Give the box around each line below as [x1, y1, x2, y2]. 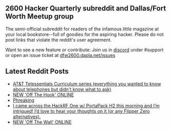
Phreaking [12, 97, 35, 103]
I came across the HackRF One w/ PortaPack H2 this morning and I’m [12, 102, 160, 108]
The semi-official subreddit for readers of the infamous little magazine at [5, 26, 159, 32]
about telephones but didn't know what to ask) [12, 86, 111, 92]
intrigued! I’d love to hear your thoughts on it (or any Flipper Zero [12, 108, 150, 114]
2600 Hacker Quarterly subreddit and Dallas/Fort [5, 4, 166, 13]
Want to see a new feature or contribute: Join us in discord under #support [5, 46, 164, 53]
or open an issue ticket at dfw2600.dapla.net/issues [5, 52, 116, 58]
